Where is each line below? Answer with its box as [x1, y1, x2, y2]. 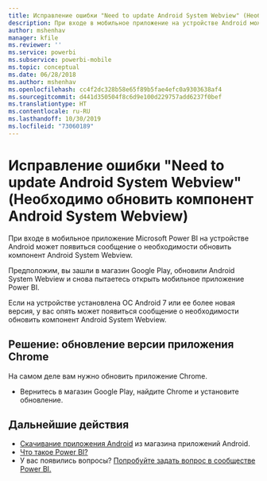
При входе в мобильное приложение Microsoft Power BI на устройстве [8, 233, 249, 243]
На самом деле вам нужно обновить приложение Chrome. [8, 371, 208, 381]
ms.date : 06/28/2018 [8, 71, 77, 79]
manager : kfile [8, 33, 59, 42]
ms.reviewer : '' [8, 41, 62, 49]
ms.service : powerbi [8, 48, 77, 56]
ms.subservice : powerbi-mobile [8, 56, 112, 64]
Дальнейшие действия [8, 418, 130, 431]
